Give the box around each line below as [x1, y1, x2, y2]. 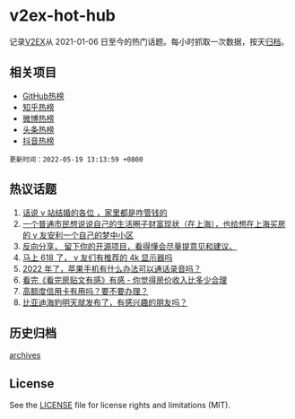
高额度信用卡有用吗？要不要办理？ [22, 285, 149, 296]
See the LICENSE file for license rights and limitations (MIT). [9, 400, 231, 411]
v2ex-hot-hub [9, 5, 117, 26]
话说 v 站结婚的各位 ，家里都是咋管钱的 [22, 207, 168, 218]
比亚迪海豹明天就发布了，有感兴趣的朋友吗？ [22, 297, 188, 308]
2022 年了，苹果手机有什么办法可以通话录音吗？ [22, 263, 202, 274]
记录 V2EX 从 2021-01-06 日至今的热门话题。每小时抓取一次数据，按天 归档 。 [9, 36, 290, 47]
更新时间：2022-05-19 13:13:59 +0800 [9, 154, 143, 164]
